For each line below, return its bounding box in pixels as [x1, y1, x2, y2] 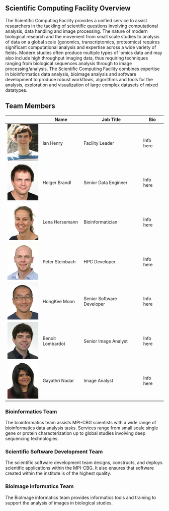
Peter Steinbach [42, 259, 76, 265]
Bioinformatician [83, 219, 118, 225]
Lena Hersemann [42, 219, 78, 225]
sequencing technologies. [5, 435, 59, 441]
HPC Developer [83, 259, 116, 265]
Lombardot [42, 340, 65, 347]
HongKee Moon [42, 298, 75, 304]
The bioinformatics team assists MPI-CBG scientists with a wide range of [5, 419, 157, 425]
